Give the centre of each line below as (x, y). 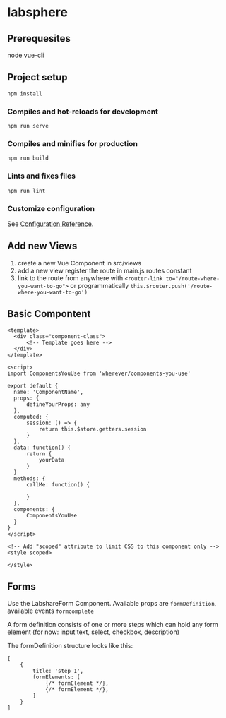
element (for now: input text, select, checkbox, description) (94, 632)
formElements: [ (56, 677)
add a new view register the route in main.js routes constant (105, 270)
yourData (52, 460)
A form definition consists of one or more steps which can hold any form (113, 625)
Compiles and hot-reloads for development (83, 112)
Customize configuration (51, 208)
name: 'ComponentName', (48, 392)
